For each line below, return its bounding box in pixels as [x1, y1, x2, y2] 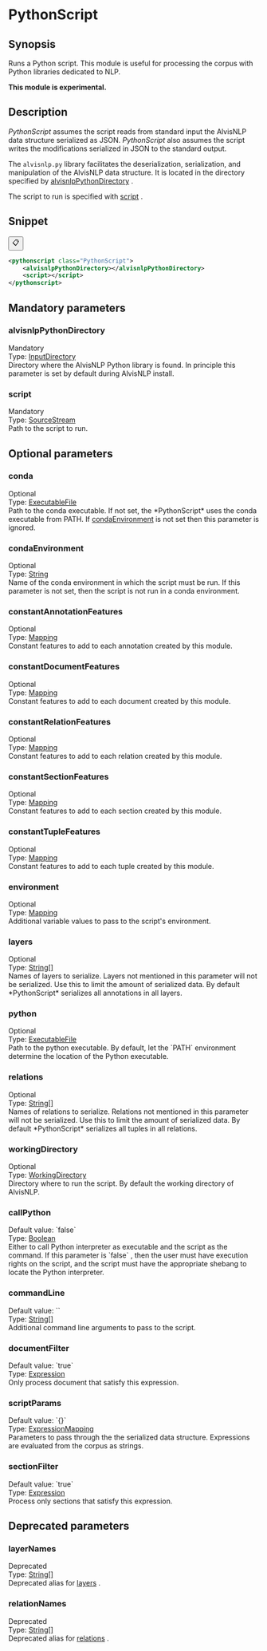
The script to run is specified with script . [8, 192, 143, 201]
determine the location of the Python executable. [8, 1052, 169, 1061]
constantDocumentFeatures [8, 661, 120, 672]
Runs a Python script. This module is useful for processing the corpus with [8, 58, 253, 68]
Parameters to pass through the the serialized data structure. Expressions [8, 1432, 250, 1442]
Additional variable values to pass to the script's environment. [8, 916, 211, 926]
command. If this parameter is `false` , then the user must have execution [8, 1250, 249, 1260]
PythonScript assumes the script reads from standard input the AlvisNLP [8, 126, 247, 136]
